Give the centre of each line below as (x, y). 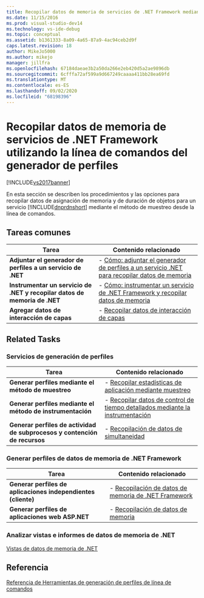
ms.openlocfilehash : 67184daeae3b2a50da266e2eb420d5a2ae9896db (88, 68)
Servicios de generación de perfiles (60, 356)
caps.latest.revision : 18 (39, 46)
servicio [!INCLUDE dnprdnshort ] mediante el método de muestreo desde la (100, 207)
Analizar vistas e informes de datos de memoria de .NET (91, 535)
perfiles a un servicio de (45, 267)
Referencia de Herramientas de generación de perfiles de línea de (89, 582)
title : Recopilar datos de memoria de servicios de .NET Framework (93, 12)
